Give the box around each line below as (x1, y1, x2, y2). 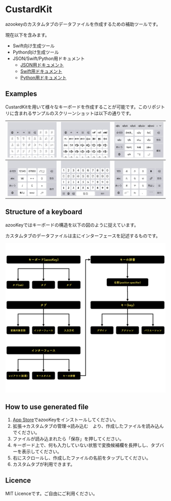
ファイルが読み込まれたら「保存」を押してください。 (12, 435, 124, 441)
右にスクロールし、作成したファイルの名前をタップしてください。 (12, 455, 151, 461)
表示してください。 (21, 448, 62, 454)
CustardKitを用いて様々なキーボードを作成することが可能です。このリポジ (5, 103, 161, 110)
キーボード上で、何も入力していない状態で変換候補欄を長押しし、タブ (12, 442, 160, 448)
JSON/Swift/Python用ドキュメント (12, 55, 85, 62)
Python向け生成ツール (12, 49, 60, 55)
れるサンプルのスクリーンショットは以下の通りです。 (22, 110, 134, 116)
